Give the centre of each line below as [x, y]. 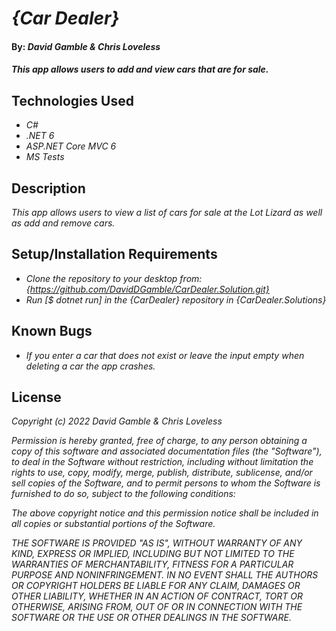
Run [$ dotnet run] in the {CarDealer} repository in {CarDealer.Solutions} [176, 299]
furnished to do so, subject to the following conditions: [123, 494]
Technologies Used [72, 100]
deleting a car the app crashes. [90, 366]
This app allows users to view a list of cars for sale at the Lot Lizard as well [167, 212]
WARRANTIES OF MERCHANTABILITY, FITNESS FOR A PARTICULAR [152, 564]
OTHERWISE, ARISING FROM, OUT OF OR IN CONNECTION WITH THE [157, 607]
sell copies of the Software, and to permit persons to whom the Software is [166, 483]
